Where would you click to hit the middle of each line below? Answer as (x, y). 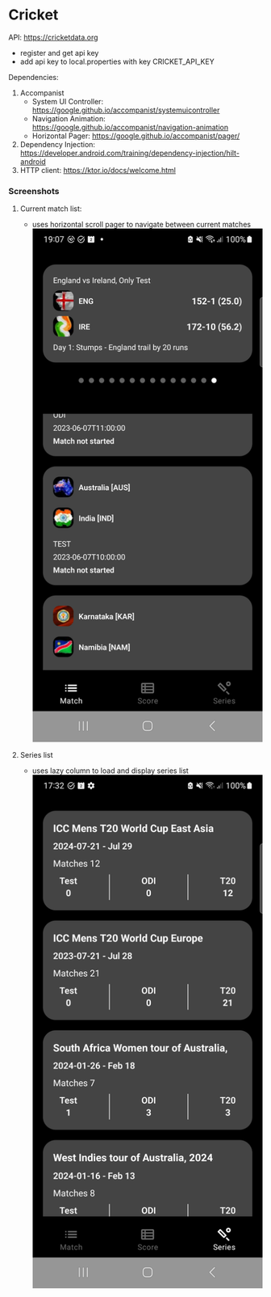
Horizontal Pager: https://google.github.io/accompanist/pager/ (136, 136)
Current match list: (51, 209)
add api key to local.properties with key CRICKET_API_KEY (117, 61)
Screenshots (34, 191)
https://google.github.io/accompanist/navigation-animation (130, 127)
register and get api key (59, 53)
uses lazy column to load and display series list (110, 771)
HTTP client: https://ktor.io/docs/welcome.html (98, 170)
